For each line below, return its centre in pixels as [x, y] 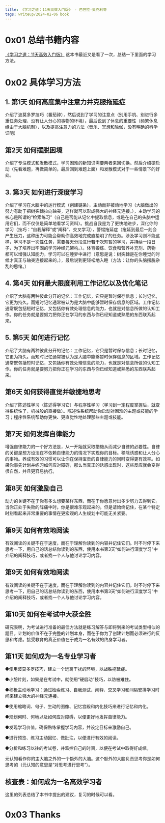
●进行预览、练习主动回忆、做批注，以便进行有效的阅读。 [63, 738]
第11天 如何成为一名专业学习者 [51, 656]
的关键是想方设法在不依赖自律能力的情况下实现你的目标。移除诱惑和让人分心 [82, 453]
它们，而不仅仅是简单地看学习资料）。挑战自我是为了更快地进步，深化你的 [83, 224]
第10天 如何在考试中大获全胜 [48, 614]
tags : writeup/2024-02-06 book [37, 14]
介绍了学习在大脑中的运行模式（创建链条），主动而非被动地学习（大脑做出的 [82, 205]
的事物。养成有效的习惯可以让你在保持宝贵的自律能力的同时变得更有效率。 [80, 459]
